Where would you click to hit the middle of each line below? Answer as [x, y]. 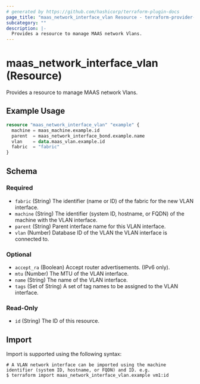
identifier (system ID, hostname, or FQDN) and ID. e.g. [78, 370]
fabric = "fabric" [36, 147]
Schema [22, 171]
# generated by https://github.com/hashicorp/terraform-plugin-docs [93, 12]
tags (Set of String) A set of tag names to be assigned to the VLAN [96, 286]
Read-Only [22, 308]
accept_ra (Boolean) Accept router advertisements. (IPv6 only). [92, 267]
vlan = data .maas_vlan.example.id [58, 141]
